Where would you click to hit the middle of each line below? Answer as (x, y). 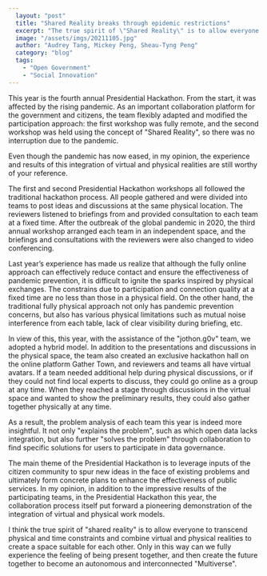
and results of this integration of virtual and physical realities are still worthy (133, 164)
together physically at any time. (60, 406)
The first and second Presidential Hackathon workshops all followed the (127, 188)
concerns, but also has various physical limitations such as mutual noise (127, 314)
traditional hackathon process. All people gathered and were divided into (128, 197)
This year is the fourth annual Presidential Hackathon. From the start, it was (132, 98)
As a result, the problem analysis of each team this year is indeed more (125, 422)
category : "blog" (44, 53)
